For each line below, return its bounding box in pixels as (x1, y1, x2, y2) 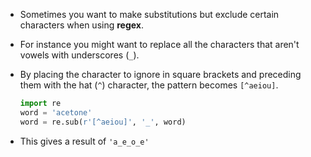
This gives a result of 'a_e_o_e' (19, 135, 150, 147)
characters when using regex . (19, 19, 145, 31)
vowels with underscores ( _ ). (19, 49, 140, 61)
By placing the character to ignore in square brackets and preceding (19, 69, 302, 80)
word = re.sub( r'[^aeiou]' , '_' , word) (19, 117, 187, 127)
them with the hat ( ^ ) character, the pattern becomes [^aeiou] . (19, 79, 279, 91)
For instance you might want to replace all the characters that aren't (19, 39, 300, 50)
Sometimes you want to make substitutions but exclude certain (19, 9, 280, 20)
